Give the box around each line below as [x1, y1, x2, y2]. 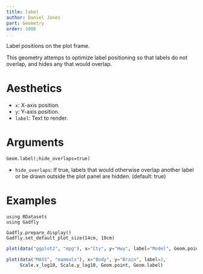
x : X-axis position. [14, 102, 60, 109]
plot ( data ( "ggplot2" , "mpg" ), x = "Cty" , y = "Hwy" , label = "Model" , [6, 246, 172, 252]
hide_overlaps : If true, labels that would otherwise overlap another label [14, 166, 195, 174]
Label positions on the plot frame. [6, 42, 90, 50]
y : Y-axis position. [14, 108, 60, 116]
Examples [6, 194, 57, 207]
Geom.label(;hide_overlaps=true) [6, 155, 91, 162]
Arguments [6, 135, 65, 149]
